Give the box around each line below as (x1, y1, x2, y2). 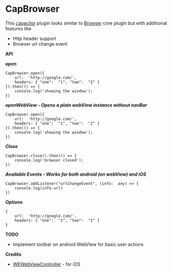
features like (5, 25, 32, 31)
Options (5, 199, 23, 205)
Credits (5, 251, 22, 257)
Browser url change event (12, 40, 68, 47)
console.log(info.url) (14, 185, 63, 191)
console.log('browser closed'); (14, 157, 84, 163)
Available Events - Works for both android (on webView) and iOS (5, 171, 146, 177)
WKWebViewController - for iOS (12, 261, 81, 267)
